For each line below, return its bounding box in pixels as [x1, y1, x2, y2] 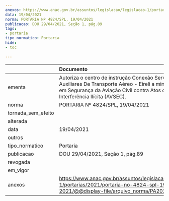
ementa [8, 84, 26, 91]
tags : [5, 26, 17, 31]
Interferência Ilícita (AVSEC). [59, 93, 127, 100]
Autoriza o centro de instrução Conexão [59, 74, 153, 81]
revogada [8, 158, 30, 165]
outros [8, 134, 24, 141]
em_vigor [8, 167, 29, 174]
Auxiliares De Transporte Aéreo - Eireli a [59, 80, 155, 87]
